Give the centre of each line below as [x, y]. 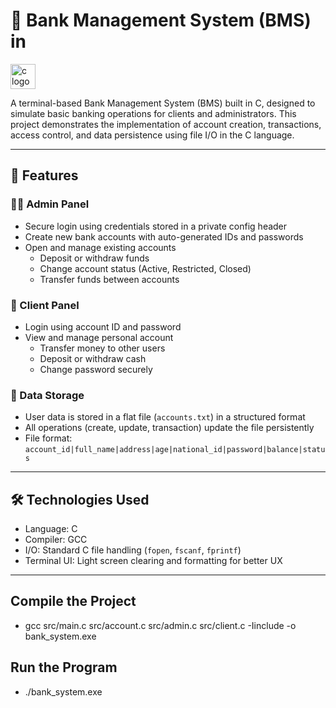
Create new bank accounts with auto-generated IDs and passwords [164, 236]
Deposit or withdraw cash [93, 358]
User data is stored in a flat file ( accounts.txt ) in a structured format [165, 417]
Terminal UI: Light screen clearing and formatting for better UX [153, 561]
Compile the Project [73, 601]
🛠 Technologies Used [80, 499]
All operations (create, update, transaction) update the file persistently [169, 428]
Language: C [51, 529]
